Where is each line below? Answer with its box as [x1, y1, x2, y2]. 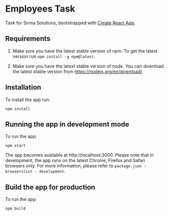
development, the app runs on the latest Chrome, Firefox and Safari [5, 157, 145, 163]
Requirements [5, 34, 50, 43]
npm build [5, 206, 26, 211]
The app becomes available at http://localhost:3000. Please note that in [5, 152, 154, 158]
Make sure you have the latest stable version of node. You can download [12, 63, 164, 69]
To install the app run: [5, 97, 50, 103]
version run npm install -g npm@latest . [12, 53, 95, 59]
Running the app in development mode [5, 120, 130, 128]
